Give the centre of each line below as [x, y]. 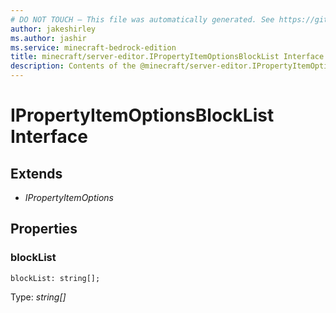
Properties [44, 229]
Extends [36, 173]
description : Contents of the [73, 66]
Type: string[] [38, 297]
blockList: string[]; [55, 278]
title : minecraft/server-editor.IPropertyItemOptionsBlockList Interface [167, 57]
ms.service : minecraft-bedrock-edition [93, 47]
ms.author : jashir [48, 38]
